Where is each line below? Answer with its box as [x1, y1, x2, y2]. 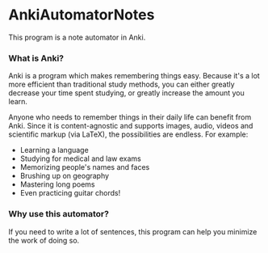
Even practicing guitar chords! [19, 188, 121, 198]
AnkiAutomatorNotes [8, 6, 155, 24]
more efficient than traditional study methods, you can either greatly [8, 79, 236, 90]
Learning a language [19, 145, 89, 155]
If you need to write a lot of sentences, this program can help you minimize [8, 226, 258, 236]
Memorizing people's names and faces [19, 162, 150, 172]
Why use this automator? [8, 209, 109, 220]
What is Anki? [8, 53, 65, 64]
